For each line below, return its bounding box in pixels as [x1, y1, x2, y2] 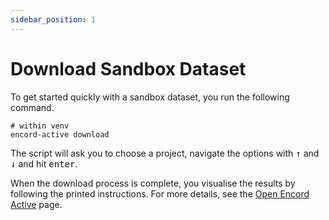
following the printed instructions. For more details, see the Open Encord [10, 187, 310, 200]
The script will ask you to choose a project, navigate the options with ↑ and [10, 147, 320, 159]
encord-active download [10, 129, 110, 140]
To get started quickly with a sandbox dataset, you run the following [10, 91, 290, 103]
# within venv [10, 121, 70, 131]
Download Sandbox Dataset [10, 57, 247, 80]
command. [10, 101, 55, 113]
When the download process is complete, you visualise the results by [10, 177, 296, 189]
